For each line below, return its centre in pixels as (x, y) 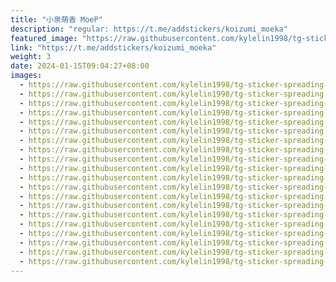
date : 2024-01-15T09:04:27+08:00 (80, 66)
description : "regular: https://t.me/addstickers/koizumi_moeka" (149, 29)
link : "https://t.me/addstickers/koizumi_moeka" (113, 47)
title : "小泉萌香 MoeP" (56, 19)
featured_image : (44, 38)
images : (26, 76)
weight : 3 (31, 57)
